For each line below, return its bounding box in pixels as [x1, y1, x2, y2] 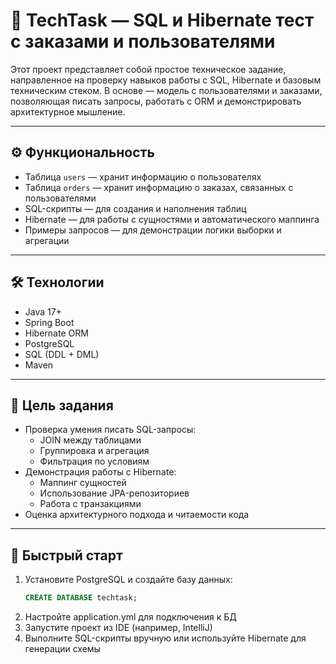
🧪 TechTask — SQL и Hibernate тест [10, 9, 315, 32]
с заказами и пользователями [10, 30, 276, 53]
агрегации [24, 234, 70, 246]
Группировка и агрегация [39, 445, 150, 457]
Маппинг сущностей [39, 477, 127, 489]
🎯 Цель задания [10, 397, 114, 414]
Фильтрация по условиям [39, 455, 150, 468]
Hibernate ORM [24, 327, 89, 339]
